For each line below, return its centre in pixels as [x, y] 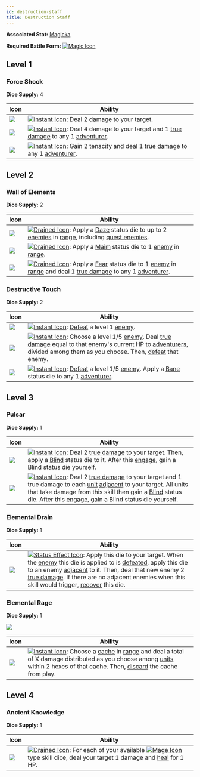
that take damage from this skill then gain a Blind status [105, 492]
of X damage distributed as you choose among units [101, 659]
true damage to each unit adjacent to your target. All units [108, 484]
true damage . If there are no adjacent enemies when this [107, 578]
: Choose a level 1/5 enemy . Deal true [119, 337]
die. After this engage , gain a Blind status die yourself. [103, 499]
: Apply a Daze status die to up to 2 [118, 229]
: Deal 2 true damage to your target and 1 [124, 477]
